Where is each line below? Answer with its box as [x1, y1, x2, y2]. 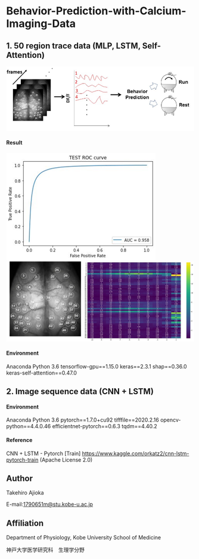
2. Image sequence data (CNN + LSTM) [6, 386, 154, 397]
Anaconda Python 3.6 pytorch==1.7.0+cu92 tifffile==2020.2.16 [6, 416, 159, 423]
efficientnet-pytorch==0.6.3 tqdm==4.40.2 [52, 423, 158, 430]
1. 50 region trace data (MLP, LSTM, [6, 41, 141, 51]
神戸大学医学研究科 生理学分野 [6, 546, 85, 554]
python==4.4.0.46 [6, 423, 51, 430]
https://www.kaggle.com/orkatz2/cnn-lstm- [82, 450, 189, 457]
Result [6, 139, 23, 146]
